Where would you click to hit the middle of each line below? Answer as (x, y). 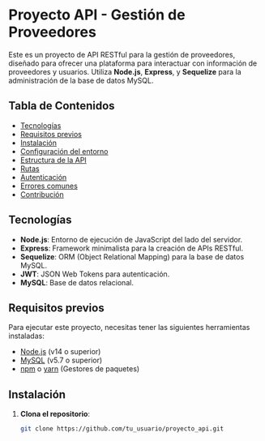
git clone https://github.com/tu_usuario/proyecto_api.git (122, 429)
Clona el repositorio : (55, 414)
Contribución (42, 194)
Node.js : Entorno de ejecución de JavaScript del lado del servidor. (131, 239)
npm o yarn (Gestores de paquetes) (80, 369)
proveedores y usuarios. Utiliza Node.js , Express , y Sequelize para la (125, 71)
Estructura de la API (53, 160)
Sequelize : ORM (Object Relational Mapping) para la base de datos (132, 256)
